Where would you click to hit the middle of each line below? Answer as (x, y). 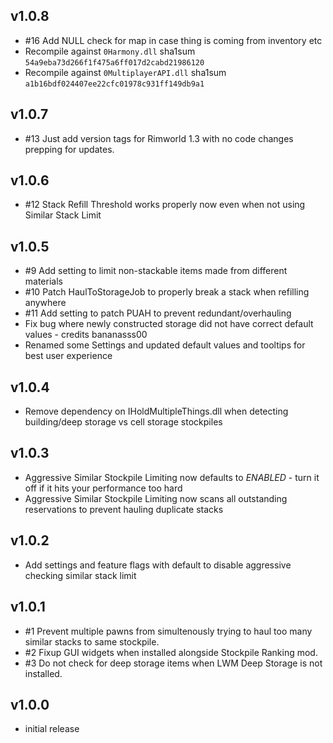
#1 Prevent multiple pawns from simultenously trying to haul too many (168, 631)
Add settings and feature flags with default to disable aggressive (158, 565)
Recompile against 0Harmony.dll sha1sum (110, 51)
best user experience (68, 356)
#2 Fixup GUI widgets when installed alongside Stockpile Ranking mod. (171, 652)
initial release (52, 729)
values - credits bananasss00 (86, 335)
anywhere (45, 303)
